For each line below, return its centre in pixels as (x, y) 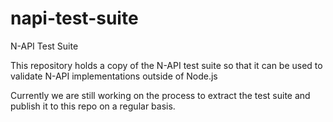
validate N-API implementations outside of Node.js (114, 76)
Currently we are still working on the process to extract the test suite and (160, 95)
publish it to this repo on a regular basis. (93, 106)
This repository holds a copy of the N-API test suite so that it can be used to (166, 65)
